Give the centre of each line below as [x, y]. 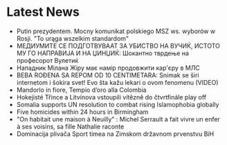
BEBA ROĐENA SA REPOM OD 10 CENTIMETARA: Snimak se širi [108, 75]
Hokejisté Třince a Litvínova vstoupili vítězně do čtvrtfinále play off [111, 97]
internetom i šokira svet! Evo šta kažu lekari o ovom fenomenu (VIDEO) [117, 82]
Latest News [43, 12]
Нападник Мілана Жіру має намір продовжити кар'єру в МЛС [108, 68]
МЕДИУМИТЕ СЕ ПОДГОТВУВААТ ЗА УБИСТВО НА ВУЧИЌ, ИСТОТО [118, 46]
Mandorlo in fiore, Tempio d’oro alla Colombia [81, 90]
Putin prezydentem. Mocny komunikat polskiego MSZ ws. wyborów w [116, 31]
